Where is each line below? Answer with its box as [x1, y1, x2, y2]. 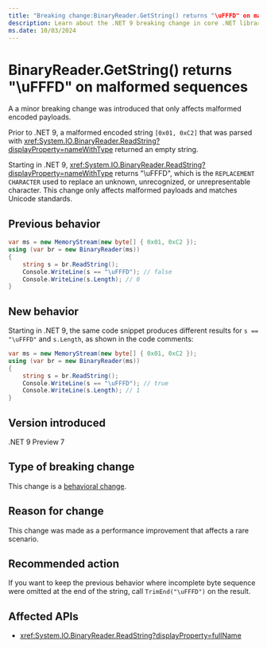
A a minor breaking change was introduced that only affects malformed [8, 104, 242, 114]
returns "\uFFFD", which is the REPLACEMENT [114, 169, 255, 178]
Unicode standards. [8, 194, 73, 204]
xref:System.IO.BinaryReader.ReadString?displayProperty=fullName [19, 630, 242, 641]
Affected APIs [8, 610, 79, 623]
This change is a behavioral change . [8, 481, 127, 490]
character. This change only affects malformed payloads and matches [8, 185, 238, 195]
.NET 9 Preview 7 [8, 437, 65, 447]
